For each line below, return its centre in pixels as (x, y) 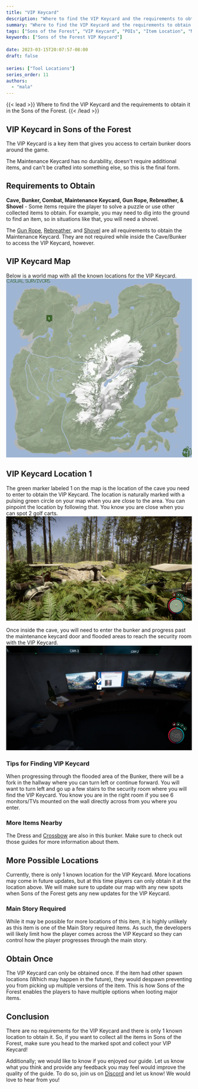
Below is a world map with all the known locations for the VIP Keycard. (91, 275)
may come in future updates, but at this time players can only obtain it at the (98, 881)
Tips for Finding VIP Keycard (48, 763)
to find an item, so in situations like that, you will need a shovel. (82, 219)
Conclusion (28, 1017)
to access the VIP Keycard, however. (51, 243)
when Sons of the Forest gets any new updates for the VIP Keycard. (88, 893)
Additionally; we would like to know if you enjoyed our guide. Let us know (95, 1061)
